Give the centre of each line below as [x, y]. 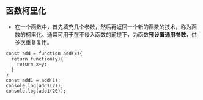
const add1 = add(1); [33, 80]
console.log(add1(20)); [36, 91]
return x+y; [32, 64]
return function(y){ [37, 59]
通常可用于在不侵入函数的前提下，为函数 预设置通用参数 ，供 [122, 34]
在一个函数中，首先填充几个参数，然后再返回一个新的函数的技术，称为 [103, 27]
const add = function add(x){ [44, 54]
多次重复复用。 [33, 42]
